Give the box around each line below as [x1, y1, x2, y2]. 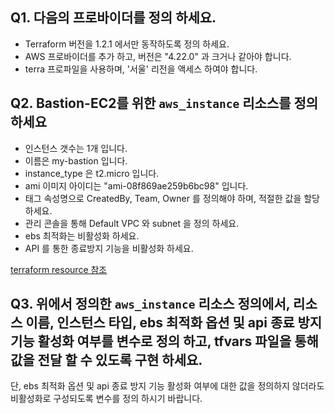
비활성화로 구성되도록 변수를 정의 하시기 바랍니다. [10, 393, 203, 405]
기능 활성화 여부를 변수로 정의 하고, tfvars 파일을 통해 [10, 333, 319, 350]
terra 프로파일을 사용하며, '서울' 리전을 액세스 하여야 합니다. [24, 63, 258, 75]
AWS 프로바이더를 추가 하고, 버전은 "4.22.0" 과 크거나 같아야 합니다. [24, 50, 292, 62]
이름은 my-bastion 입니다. [24, 154, 128, 167]
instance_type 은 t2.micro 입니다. [24, 167, 160, 179]
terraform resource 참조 [10, 263, 108, 275]
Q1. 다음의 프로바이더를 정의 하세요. [10, 9, 217, 27]
